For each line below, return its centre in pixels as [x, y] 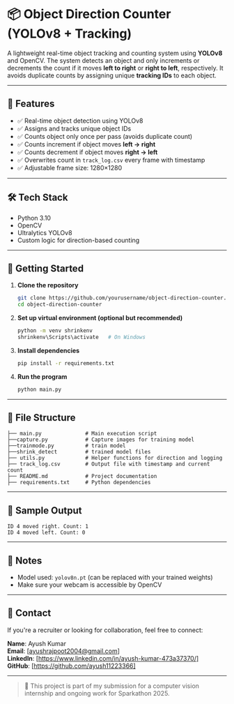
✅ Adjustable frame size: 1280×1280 [70, 167]
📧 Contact [29, 613]
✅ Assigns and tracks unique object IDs [74, 128]
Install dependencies [48, 350]
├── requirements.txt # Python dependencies [79, 483]
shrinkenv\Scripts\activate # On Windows [81, 337]
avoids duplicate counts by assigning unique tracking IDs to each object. [112, 75]
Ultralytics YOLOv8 [45, 232]
